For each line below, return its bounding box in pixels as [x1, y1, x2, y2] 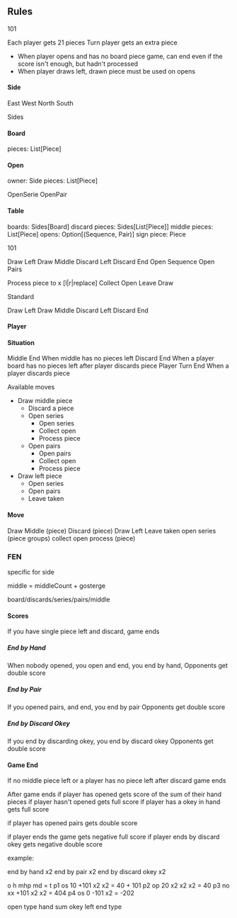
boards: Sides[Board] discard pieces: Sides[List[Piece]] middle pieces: [7, 222, 214, 231]
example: [7, 854, 34, 863]
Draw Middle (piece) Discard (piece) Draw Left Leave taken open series [7, 526, 216, 535]
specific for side [7, 567, 54, 576]
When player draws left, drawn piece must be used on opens [17, 67, 196, 75]
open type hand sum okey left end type [7, 902, 122, 911]
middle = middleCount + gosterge [7, 581, 106, 590]
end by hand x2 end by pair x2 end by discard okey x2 [7, 868, 166, 876]
